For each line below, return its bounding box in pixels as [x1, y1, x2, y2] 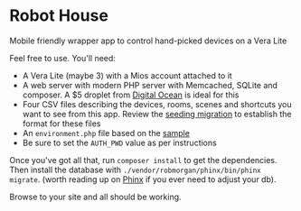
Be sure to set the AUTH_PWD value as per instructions [22, 137, 217, 148]
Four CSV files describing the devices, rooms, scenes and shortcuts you [22, 98, 292, 109]
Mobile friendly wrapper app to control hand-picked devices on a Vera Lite [9, 35, 287, 46]
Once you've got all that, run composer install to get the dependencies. [9, 154, 277, 165]
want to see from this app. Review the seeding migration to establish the [22, 108, 292, 119]
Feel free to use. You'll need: [9, 52, 116, 63]
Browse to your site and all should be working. [9, 191, 183, 202]
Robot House [9, 5, 108, 26]
